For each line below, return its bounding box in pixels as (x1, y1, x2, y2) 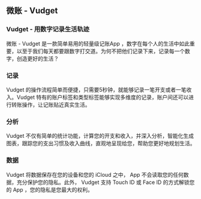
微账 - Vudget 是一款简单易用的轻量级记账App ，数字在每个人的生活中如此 (6, 40, 190, 47)
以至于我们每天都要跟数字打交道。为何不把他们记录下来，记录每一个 (16, 47, 185, 55)
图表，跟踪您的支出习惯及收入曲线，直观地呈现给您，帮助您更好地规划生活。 (6, 140, 196, 147)
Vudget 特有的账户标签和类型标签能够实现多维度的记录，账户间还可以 (16, 94, 189, 101)
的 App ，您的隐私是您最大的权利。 (6, 186, 93, 193)
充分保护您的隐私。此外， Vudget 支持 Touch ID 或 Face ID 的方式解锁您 (16, 179, 195, 186)
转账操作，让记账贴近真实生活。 (11, 101, 91, 108)
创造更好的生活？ (16, 55, 59, 62)
